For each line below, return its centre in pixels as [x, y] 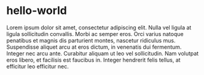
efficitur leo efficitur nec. [37, 66]
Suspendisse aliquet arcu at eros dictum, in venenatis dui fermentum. [94, 47]
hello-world [37, 11]
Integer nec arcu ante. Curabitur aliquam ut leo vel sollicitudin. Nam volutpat [103, 53]
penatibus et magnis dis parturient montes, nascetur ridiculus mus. [91, 40]
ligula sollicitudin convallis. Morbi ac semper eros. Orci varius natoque [95, 34]
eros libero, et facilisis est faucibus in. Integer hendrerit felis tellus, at [93, 60]
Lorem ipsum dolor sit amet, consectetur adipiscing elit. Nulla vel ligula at [99, 27]
